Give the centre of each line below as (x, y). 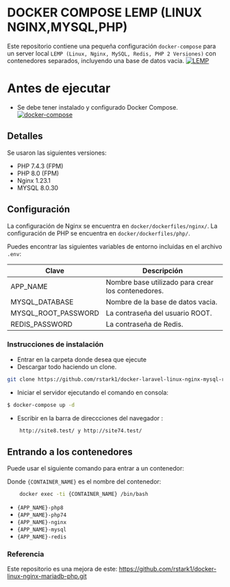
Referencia (26, 554)
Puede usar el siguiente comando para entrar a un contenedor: (96, 469)
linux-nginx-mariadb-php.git (47, 576)
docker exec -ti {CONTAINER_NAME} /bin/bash (84, 495)
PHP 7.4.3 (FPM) (40, 166)
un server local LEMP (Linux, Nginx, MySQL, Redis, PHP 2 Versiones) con (112, 53)
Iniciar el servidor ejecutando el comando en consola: (93, 392)
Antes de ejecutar (59, 89)
